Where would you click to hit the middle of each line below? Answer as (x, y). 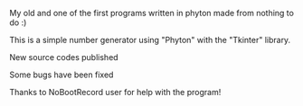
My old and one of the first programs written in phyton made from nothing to (151, 13)
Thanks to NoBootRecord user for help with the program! (115, 92)
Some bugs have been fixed (62, 75)
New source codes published (64, 57)
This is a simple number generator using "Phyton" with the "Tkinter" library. (150, 40)
